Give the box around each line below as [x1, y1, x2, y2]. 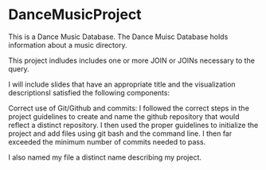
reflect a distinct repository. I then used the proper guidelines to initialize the [8, 120, 259, 129]
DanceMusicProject [8, 6, 142, 24]
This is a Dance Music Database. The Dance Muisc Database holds [8, 32, 229, 41]
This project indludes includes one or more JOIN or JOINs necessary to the [8, 56, 255, 65]
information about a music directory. [8, 40, 127, 49]
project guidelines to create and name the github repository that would [8, 111, 240, 121]
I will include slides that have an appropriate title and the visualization [8, 79, 237, 89]
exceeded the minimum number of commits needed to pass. [8, 137, 206, 146]
